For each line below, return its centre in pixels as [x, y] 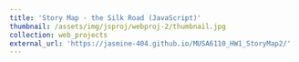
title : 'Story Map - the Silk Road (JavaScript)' [106, 18]
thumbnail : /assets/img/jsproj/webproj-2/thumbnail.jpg [118, 26]
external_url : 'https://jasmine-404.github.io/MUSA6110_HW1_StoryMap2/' [150, 43]
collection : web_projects [58, 35]
